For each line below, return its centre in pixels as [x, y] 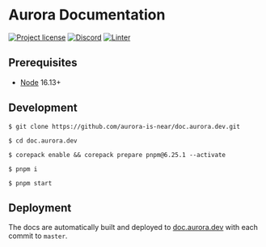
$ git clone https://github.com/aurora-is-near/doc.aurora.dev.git [125, 126]
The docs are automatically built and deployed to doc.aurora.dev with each [133, 228]
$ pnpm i [23, 169]
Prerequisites [43, 63]
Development [43, 108]
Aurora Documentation [87, 15]
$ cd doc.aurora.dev [43, 141]
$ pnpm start [30, 183]
